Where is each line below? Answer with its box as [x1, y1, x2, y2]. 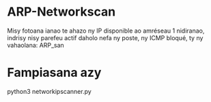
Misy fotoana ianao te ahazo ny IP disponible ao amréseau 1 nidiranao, [7, 27, 205, 35]
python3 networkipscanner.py [7, 87, 92, 95]
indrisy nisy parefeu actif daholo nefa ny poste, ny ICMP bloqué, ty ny [7, 33, 203, 41]
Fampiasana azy [7, 65, 102, 80]
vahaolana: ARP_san [7, 41, 65, 49]
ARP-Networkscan [7, 4, 116, 20]
